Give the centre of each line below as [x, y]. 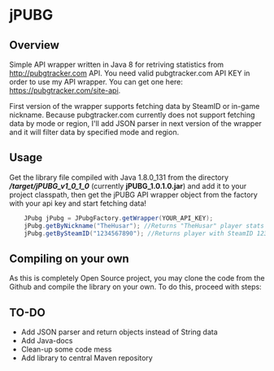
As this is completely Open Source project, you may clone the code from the [137, 278]
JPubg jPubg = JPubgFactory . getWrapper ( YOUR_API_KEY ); [119, 218]
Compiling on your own [69, 258]
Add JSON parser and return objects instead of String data [119, 332]
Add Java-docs [47, 341]
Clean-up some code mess [66, 349]
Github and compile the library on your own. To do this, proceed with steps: [136, 287]
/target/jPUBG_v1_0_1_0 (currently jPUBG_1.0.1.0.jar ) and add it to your [128, 185]
